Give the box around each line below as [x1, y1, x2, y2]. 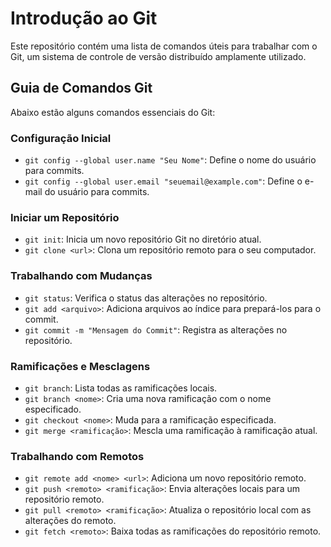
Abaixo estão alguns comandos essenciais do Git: [10, 106, 216, 118]
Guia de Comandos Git [10, 80, 153, 97]
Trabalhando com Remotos [10, 449, 145, 463]
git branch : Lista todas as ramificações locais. [24, 382, 218, 394]
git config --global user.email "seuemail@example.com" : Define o [24, 175, 303, 187]
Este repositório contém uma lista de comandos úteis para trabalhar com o [10, 40, 318, 52]
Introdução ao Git [10, 7, 158, 30]
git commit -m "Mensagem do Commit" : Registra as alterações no [24, 323, 288, 336]
